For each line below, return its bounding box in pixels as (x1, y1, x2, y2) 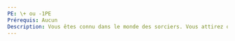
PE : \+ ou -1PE (7, 10, 52, 17)
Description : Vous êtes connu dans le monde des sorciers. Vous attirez (7, 23, 224, 30)
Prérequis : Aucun (7, 17, 58, 24)
